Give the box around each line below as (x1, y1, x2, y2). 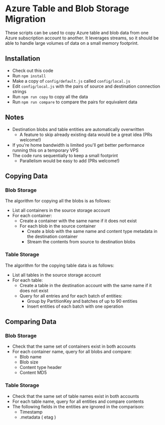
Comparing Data (5, 317, 57, 326)
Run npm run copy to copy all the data (12, 94, 88, 99)
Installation (5, 55, 40, 63)
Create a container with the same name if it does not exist (19, 218, 137, 224)
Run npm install (12, 72, 46, 79)
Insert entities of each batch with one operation (27, 303, 124, 309)
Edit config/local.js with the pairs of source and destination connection (12, 83, 161, 89)
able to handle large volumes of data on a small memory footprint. (5, 40, 139, 46)
